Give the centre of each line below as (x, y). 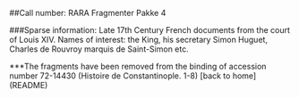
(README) (29, 85)
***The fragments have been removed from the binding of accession (138, 66)
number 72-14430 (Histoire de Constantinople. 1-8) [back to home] (133, 76)
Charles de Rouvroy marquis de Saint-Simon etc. (99, 49)
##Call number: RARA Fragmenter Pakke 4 (88, 13)
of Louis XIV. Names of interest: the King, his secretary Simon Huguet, (139, 40)
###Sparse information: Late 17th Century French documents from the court (150, 30)
